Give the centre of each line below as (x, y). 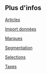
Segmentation (19, 47)
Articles (13, 19)
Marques (14, 38)
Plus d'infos (23, 8)
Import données (21, 29)
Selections (15, 57)
